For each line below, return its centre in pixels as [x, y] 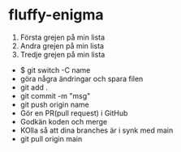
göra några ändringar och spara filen [82, 78]
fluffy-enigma [56, 15]
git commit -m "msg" [55, 95]
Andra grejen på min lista [62, 45]
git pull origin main [51, 138]
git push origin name [54, 104]
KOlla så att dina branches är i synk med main [97, 130]
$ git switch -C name [55, 70]
